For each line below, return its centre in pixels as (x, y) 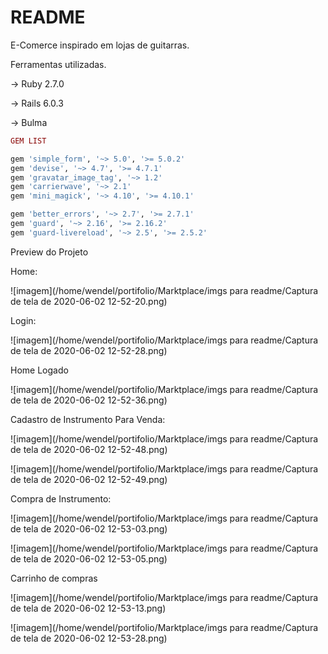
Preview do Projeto (49, 252)
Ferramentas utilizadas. (58, 64)
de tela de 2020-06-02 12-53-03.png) (89, 528)
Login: (23, 320)
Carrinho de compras (54, 578)
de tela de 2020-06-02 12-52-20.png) (89, 301)
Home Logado (39, 370)
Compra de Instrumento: (61, 498)
